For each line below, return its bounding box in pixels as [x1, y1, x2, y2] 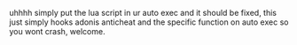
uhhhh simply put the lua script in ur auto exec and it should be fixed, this [9, 8, 277, 18]
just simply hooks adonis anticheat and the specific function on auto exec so [9, 17, 289, 27]
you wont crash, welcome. [9, 26, 106, 36]
